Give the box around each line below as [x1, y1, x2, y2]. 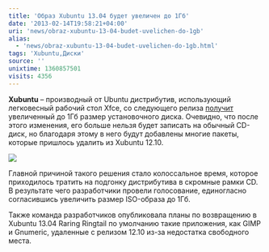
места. [8, 236, 32, 246]
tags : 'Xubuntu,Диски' [8, 49, 85, 58]
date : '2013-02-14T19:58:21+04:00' [8, 19, 128, 28]
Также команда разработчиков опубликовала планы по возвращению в [8, 210, 257, 220]
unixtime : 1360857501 [8, 65, 82, 73]
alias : [8, 34, 31, 43]
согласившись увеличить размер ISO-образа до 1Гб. [8, 194, 191, 203]
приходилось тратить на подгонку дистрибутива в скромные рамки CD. [8, 177, 258, 186]
